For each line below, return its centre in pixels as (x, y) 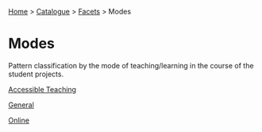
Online (19, 120)
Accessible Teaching (42, 89)
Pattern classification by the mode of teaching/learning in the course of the (131, 65)
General (21, 105)
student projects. (36, 74)
